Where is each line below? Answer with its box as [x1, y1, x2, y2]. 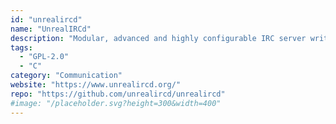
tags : [10, 42, 33, 53]
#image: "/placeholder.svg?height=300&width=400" [10, 98, 222, 108]
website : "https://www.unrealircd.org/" [10, 80, 182, 90]
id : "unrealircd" [10, 14, 83, 25]
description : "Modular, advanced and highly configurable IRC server [10, 33, 307, 43]
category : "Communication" [10, 71, 123, 81]
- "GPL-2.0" [19, 52, 70, 62]
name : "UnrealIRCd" [10, 24, 92, 34]
